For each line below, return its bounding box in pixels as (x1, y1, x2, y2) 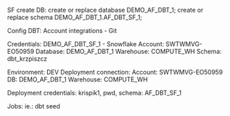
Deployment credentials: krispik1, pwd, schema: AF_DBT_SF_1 (7, 89, 182, 97)
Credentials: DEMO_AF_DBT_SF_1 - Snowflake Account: (7, 40, 164, 48)
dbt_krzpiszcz (7, 55, 47, 63)
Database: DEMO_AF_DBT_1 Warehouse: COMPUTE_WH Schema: (35, 48, 222, 55)
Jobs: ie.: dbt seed (7, 102, 60, 110)
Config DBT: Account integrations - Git (7, 27, 117, 35)
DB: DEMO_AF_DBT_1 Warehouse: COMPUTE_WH (7, 75, 148, 84)
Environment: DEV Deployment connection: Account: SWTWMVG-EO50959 (7, 68, 223, 76)
